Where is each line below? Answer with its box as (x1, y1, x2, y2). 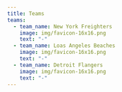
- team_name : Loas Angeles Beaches (13, 42, 116, 49)
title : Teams (7, 10, 45, 17)
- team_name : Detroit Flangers (13, 62, 103, 68)
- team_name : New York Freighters (13, 23, 112, 30)
